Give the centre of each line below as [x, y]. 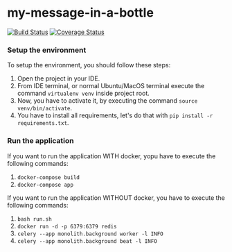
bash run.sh [34, 219]
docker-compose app [45, 185]
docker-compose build [48, 177]
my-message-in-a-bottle [81, 13]
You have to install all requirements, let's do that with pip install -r [115, 115]
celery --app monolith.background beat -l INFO [87, 241]
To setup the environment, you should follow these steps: [89, 65]
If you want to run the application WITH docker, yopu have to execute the [111, 156]
